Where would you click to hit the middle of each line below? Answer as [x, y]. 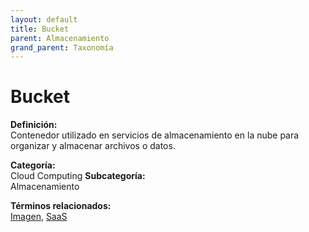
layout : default [44, 19]
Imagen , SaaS [39, 217]
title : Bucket [40, 29]
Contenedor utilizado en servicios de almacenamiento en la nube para [155, 135]
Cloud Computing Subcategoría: [78, 176]
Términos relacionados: [61, 206]
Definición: [34, 125]
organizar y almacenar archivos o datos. [93, 146]
